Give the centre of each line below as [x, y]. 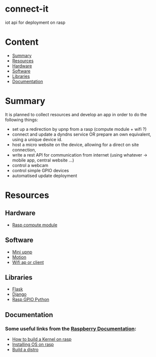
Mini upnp [22, 252]
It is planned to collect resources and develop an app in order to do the [76, 114]
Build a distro [25, 350]
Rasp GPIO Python [31, 300]
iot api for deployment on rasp [35, 22]
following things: [22, 120]
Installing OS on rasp [33, 344]
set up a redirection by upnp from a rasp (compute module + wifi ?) [79, 129]
